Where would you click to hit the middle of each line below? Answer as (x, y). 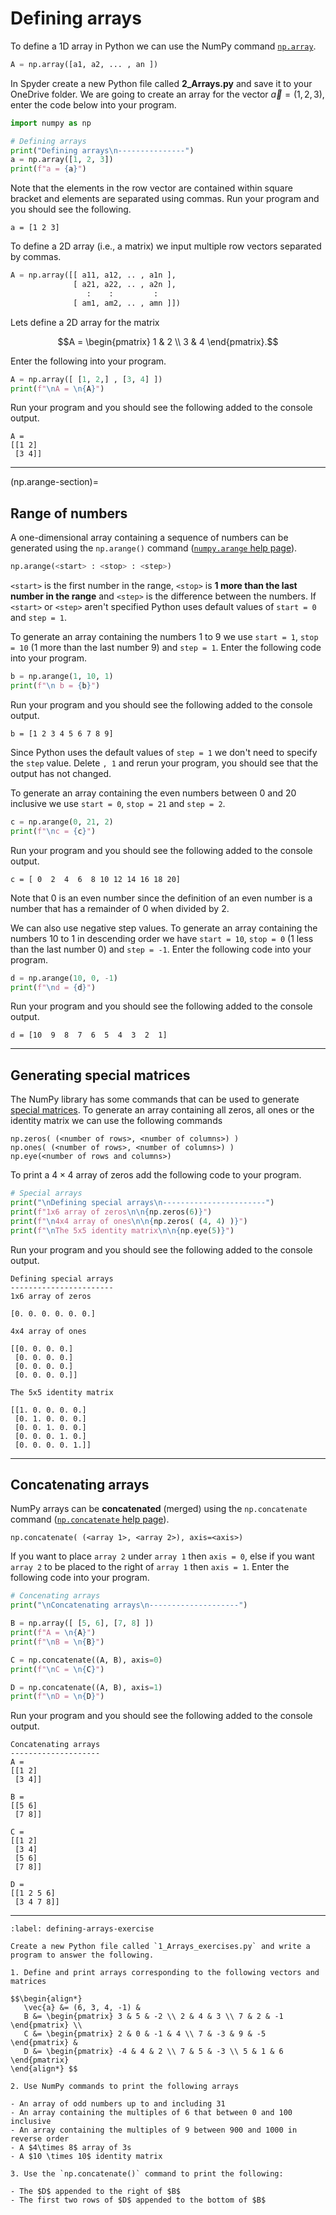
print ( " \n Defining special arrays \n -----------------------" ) (142, 1203)
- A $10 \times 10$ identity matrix (86, 2157)
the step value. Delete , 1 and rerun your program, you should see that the (164, 763)
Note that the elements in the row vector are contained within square (151, 188)
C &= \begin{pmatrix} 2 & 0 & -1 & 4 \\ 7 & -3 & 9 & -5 (145, 2034)
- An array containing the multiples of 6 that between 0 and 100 (151, 2113)
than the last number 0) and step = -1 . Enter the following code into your (161, 949)
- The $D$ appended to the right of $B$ (96, 2192)
